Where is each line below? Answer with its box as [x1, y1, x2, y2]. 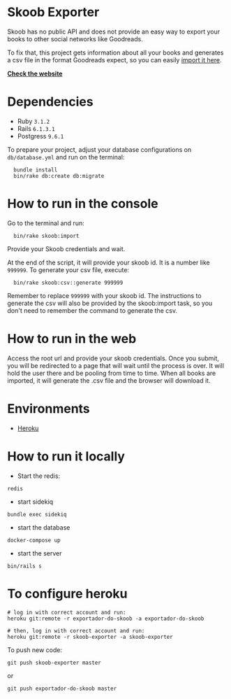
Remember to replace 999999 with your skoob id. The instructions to [7, 291, 202, 299]
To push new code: [7, 645, 63, 654]
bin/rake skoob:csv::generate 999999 [13, 279, 124, 286]
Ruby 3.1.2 [17, 117, 50, 125]
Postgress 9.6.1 [17, 132, 64, 140]
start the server [17, 549, 62, 557]
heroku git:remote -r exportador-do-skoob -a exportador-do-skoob [7, 615, 204, 622]
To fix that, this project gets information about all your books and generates [7, 48, 224, 57]
